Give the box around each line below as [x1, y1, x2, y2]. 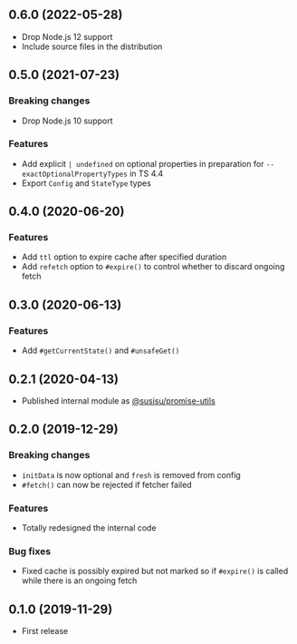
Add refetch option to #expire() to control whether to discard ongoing [21, 261, 285, 272]
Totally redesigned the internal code [21, 522, 157, 533]
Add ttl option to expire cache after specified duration [21, 251, 227, 262]
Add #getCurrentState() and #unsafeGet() [21, 345, 180, 356]
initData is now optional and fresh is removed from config [21, 469, 241, 480]
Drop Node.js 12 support [21, 31, 113, 42]
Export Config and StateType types [21, 177, 151, 189]
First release [21, 626, 69, 637]
